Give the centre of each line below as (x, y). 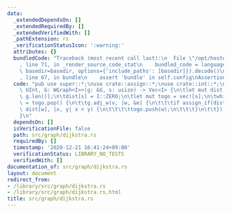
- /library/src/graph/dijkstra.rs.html (64, 192)
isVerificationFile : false (52, 128)
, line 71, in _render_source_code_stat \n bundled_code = (109, 65)
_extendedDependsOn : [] (47, 20)
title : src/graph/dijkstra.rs (51, 199)
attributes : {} (35, 52)
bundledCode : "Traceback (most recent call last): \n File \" (104, 58)
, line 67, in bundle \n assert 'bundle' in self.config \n (109, 77)
